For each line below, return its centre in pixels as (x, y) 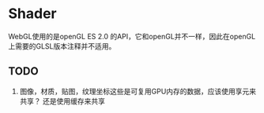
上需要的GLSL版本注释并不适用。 (62, 46)
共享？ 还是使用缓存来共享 (62, 101)
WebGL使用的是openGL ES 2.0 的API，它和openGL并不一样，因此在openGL (132, 36)
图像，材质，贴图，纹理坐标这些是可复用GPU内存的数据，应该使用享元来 (138, 91)
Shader (32, 14)
